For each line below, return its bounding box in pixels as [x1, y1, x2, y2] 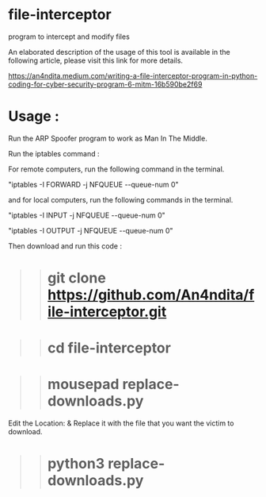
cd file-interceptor [47, 339, 172, 357]
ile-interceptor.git [47, 303, 167, 321]
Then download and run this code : [8, 241, 123, 251]
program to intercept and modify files [8, 32, 131, 41]
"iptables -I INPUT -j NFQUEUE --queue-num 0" [8, 210, 165, 220]
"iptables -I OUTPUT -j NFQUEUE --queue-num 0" [8, 225, 173, 235]
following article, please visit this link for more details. [8, 56, 184, 65]
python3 [47, 455, 105, 473]
